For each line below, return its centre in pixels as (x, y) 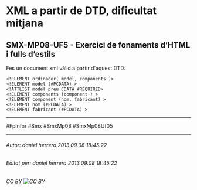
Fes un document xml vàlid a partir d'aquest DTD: (66, 68)
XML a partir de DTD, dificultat (81, 11)
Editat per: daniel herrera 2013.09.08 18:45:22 (62, 163)
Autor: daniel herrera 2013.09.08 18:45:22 (57, 145)
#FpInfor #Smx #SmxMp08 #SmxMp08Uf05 (60, 126)
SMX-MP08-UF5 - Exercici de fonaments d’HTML (98, 45)
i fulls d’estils (31, 54)
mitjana (25, 23)
